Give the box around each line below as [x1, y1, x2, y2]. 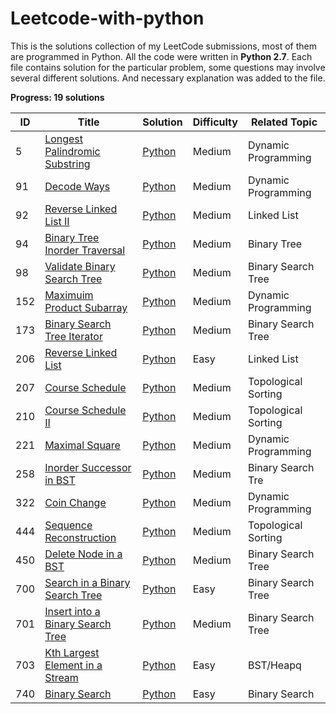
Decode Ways [44, 179, 111, 193]
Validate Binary [44, 259, 116, 273]
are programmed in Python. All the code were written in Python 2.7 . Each [10, 50, 313, 62]
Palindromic [44, 144, 101, 158]
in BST [44, 473, 76, 487]
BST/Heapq [247, 658, 302, 672]
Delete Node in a [44, 547, 123, 561]
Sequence [44, 518, 93, 532]
